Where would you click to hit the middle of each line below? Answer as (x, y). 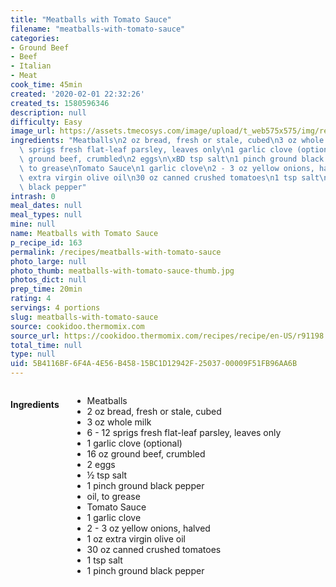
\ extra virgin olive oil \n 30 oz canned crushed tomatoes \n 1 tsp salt (169, 177)
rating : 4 (31, 299)
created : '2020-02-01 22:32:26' (77, 94)
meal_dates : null (46, 206)
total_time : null (46, 345)
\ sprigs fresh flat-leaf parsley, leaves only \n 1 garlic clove (156, 150)
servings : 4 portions (55, 308)
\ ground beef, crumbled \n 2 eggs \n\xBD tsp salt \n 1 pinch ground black (172, 159)
